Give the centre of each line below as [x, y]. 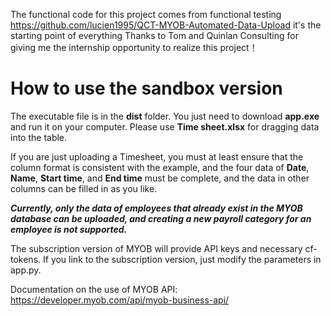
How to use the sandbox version [146, 88]
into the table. [39, 137]
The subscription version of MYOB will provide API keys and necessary [156, 248]
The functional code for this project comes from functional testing [146, 14]
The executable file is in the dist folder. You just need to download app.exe [165, 116]
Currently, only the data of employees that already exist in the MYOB [156, 208]
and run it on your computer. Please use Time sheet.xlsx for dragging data [165, 126]
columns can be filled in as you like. [84, 188]
